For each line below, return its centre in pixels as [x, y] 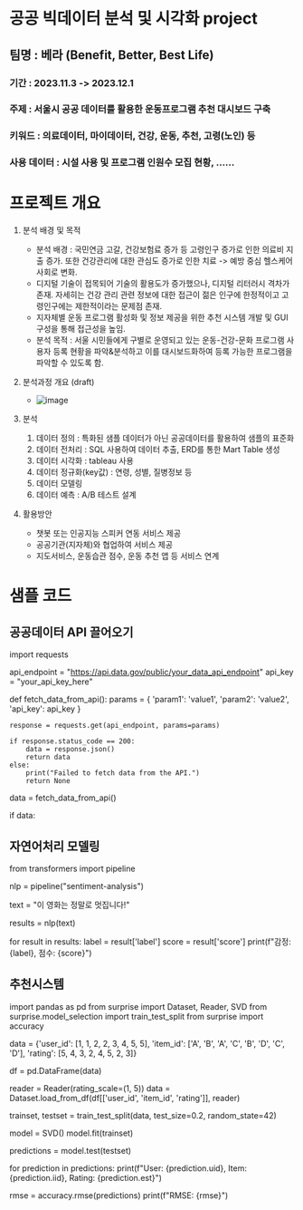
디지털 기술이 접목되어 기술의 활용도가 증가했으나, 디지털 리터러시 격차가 [163, 284]
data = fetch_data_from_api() [63, 798]
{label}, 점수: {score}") [51, 953]
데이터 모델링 [59, 484]
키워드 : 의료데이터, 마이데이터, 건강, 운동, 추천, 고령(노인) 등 [133, 136]
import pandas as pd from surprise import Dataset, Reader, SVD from [138, 1006]
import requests [39, 654]
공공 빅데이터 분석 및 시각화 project [133, 19]
